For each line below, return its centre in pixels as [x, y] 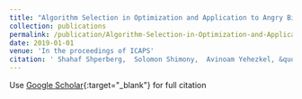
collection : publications [58, 26]
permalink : [30, 34]
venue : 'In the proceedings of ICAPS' [82, 51]
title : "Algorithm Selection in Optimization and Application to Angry [146, 18]
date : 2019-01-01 [42, 43]
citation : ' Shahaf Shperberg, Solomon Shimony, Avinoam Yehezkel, [142, 59]
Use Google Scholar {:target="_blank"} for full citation [108, 85]
